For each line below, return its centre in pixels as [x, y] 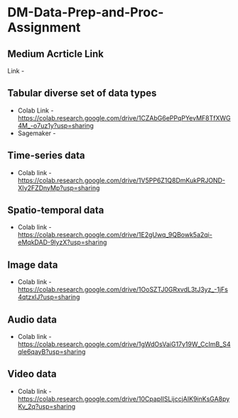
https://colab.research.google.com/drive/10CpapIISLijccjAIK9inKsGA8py [124, 399]
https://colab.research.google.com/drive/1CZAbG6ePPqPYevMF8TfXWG [124, 117]
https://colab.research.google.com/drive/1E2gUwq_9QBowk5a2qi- [115, 235]
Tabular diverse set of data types [82, 93]
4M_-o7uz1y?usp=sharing [56, 125]
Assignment [44, 27]
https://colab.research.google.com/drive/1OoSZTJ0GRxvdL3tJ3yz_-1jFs [123, 290]
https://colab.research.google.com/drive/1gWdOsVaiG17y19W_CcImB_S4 [124, 344]
